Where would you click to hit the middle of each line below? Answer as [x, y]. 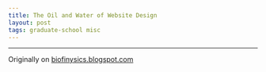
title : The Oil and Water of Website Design [83, 15]
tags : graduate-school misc [55, 30]
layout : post [30, 23]
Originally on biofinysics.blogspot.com [71, 59]
